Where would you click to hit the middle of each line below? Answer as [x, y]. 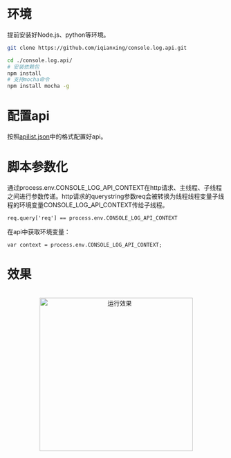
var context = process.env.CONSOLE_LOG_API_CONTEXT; [85, 245]
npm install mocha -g [38, 86]
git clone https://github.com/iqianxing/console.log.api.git [97, 48]
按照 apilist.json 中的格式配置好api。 [57, 136]
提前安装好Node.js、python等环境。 [58, 35]
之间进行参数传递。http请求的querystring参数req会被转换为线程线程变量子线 [116, 196]
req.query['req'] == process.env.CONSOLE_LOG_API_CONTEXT [92, 218]
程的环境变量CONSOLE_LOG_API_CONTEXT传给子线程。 [88, 205]
